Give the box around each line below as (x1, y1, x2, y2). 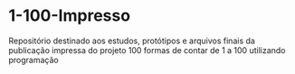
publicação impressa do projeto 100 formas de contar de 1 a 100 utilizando (8, 44, 286, 55)
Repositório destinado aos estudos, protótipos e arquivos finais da (8, 35, 255, 46)
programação (8, 54, 60, 65)
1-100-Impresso (8, 5, 131, 26)
